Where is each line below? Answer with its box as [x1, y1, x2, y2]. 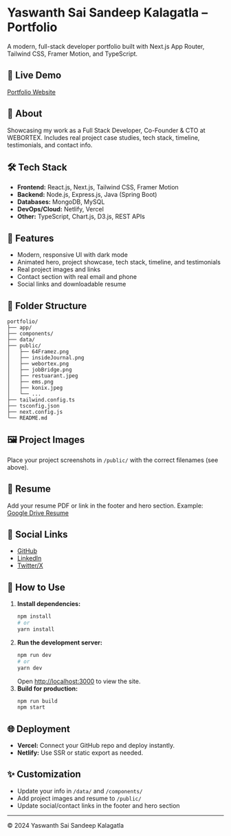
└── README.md [7, 415, 48, 421]
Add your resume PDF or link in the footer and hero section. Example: [7, 501, 203, 510]
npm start [16, 704, 46, 711]
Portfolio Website [7, 87, 56, 96]
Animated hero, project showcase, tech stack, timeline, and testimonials [16, 258, 221, 267]
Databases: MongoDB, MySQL [16, 198, 105, 206]
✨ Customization [7, 769, 81, 780]
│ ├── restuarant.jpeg [7, 373, 78, 379]
